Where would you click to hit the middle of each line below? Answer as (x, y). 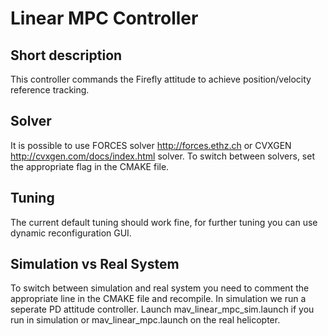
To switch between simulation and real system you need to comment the (160, 288)
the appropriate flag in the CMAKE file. (90, 166)
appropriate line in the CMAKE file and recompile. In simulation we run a (158, 299)
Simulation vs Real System (95, 264)
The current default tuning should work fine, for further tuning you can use (164, 222)
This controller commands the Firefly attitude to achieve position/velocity (161, 79)
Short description (66, 55)
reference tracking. (50, 90)
